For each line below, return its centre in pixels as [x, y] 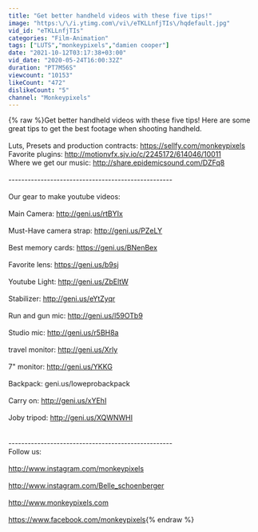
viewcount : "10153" [41, 75]
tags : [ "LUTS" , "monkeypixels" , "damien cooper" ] [89, 46]
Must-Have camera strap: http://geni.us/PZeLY [85, 231]
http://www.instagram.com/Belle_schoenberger [86, 486]
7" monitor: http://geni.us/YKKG [61, 367]
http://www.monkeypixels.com [59, 503]
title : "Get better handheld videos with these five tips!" [111, 16]
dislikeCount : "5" [39, 90]
